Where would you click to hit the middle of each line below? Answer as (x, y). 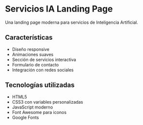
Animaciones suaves (33, 54)
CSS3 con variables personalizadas (48, 102)
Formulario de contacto (35, 64)
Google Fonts (25, 117)
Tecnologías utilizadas (40, 85)
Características (29, 38)
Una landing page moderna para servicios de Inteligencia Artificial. (71, 22)
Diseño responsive (31, 49)
